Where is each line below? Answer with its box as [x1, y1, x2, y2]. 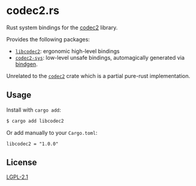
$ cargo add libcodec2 [6, 118, 64, 124]
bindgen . [15, 60, 38, 68]
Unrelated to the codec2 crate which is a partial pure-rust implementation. [6, 72, 191, 79]
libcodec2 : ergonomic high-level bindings [15, 47, 120, 55]
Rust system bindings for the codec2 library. [6, 24, 118, 31]
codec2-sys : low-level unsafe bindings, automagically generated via [15, 54, 185, 61]
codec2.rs [6, 4, 60, 18]
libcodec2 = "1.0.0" [6, 141, 59, 147]
